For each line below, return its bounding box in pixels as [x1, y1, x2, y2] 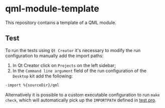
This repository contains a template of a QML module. [5, 19, 116, 25]
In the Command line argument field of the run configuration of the [12, 67, 147, 73]
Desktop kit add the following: [12, 73, 73, 79]
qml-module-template [5, 3, 99, 14]
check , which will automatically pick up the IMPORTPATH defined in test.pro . [5, 97, 156, 103]
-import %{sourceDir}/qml [5, 82, 59, 87]
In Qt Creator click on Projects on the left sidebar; [12, 62, 116, 68]
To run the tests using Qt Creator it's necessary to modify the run [5, 47, 141, 53]
